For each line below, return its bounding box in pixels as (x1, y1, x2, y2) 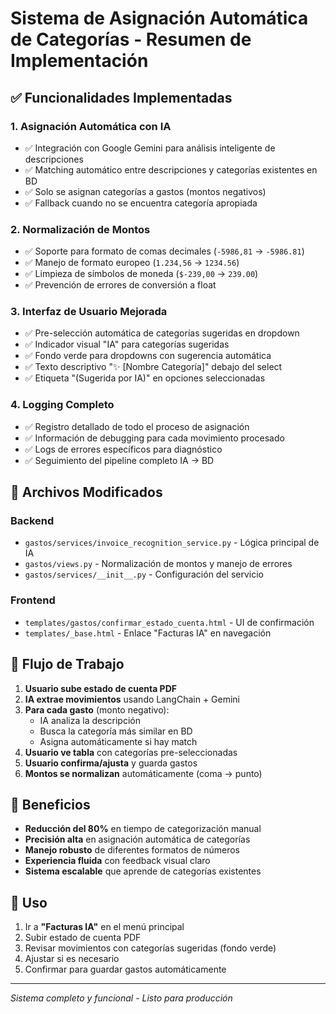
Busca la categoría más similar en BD (39, 725, 193, 737)
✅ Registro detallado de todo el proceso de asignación (24, 420, 250, 432)
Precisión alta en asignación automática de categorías (24, 833, 251, 846)
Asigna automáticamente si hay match (39, 735, 198, 747)
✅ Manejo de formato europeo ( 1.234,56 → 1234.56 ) (24, 257, 240, 269)
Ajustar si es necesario (24, 953, 120, 965)
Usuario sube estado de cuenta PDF (24, 682, 177, 694)
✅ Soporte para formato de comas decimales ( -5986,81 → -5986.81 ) (24, 245, 305, 257)
